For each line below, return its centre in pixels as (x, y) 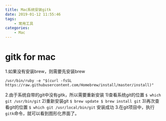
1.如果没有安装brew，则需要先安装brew (45, 71)
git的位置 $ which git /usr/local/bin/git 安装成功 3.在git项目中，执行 (82, 107)
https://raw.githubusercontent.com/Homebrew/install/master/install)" (80, 85)
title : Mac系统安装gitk (28, 10)
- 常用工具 (24, 23)
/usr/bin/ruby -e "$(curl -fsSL (38, 81)
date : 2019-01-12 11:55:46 (33, 14)
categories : (17, 28)
